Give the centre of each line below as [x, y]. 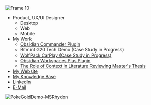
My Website [25, 71]
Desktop [29, 23]
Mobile [27, 34]
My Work [22, 39]
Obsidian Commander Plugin [50, 44]
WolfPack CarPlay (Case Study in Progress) [66, 55]
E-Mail [19, 87]
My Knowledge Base [34, 76]
